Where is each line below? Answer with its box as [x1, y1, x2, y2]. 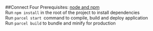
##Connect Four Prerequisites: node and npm [5, 4, 100, 10]
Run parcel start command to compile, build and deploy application [5, 15, 148, 20]
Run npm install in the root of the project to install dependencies [5, 9, 140, 15]
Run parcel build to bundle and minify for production [5, 20, 116, 26]
